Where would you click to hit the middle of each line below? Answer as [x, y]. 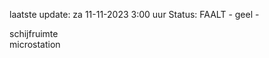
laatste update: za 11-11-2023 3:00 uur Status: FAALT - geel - [134, 14]
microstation [35, 44]
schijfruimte [34, 33]
